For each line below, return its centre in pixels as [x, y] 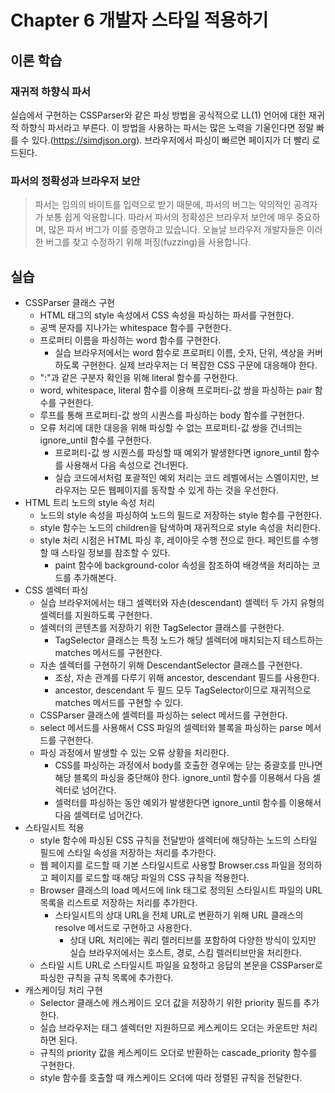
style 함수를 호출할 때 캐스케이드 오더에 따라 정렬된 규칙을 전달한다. [171, 1077]
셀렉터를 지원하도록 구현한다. [96, 615]
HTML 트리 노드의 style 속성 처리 [90, 502]
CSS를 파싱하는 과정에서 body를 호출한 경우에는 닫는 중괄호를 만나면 [188, 765]
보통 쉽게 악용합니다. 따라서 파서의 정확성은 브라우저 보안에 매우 [169, 217]
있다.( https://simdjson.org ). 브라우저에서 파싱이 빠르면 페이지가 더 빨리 [170, 140]
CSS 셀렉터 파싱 [56, 590]
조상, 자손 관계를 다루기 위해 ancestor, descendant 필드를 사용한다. [187, 677]
